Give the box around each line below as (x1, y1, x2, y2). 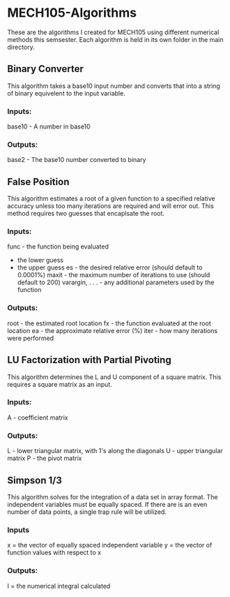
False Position (7, 176, 70, 188)
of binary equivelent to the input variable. (7, 89, 125, 97)
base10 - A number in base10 (7, 122, 91, 131)
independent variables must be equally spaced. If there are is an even (7, 500, 208, 508)
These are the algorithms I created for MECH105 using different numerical (7, 28, 220, 36)
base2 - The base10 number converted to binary (7, 156, 146, 164)
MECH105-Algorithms (7, 5, 137, 21)
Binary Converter (7, 63, 84, 75)
